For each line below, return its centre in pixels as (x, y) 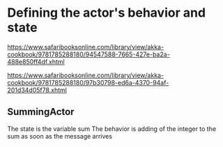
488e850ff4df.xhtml (36, 61)
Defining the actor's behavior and (107, 13)
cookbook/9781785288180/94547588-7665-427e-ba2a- (89, 54)
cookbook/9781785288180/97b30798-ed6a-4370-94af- (88, 82)
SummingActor (41, 112)
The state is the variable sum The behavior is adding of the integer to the (112, 129)
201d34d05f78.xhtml (37, 90)
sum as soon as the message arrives (60, 136)
